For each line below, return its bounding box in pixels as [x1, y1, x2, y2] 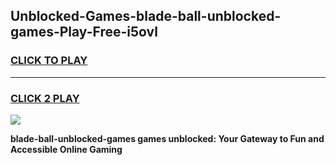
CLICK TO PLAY [10, 54, 88, 68]
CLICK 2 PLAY [10, 91, 80, 105]
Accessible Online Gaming [10, 143, 123, 155]
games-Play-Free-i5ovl [10, 24, 158, 41]
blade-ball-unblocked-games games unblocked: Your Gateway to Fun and [10, 132, 325, 144]
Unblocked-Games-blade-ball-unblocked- [10, 8, 282, 25]
